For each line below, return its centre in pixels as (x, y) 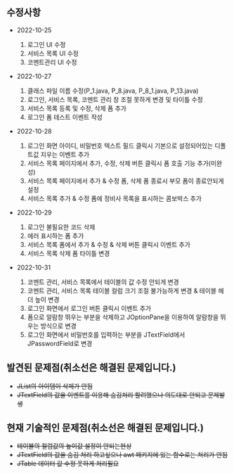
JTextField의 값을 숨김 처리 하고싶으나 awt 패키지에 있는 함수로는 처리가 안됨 (122, 455)
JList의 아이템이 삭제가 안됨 (54, 386)
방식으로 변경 (58, 326)
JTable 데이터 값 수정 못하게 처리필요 (67, 463)
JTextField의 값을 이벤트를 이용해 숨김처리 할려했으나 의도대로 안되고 (111, 395)
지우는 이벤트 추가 (65, 154)
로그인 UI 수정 (46, 44)
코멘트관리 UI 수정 (52, 62)
